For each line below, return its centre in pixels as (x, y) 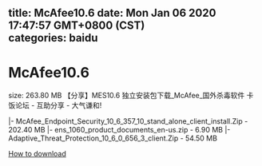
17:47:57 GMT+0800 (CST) (77, 26)
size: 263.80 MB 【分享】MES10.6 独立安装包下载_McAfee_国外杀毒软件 (127, 96)
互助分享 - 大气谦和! (69, 105)
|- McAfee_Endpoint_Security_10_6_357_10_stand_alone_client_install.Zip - (128, 121)
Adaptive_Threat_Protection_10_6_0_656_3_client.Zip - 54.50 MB (113, 138)
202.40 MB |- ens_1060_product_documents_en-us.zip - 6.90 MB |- (119, 130)
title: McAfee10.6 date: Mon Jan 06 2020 (112, 13)
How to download (37, 154)
